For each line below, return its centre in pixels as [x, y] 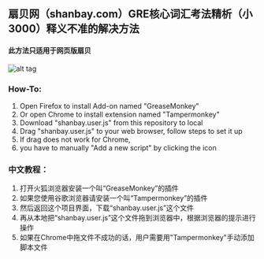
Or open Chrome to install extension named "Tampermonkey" [119, 114]
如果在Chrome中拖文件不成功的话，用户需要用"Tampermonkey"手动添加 [137, 238]
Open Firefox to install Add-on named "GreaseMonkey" [109, 105]
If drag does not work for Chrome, [75, 139]
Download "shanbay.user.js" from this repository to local [111, 122]
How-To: [25, 89]
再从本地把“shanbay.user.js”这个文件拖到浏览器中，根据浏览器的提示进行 [138, 218]
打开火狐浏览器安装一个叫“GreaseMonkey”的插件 [99, 188]
